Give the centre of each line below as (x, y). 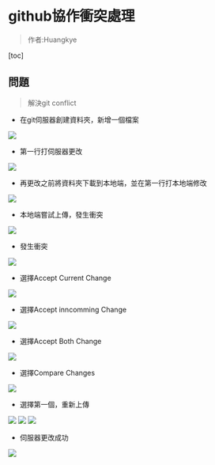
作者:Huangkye (52, 40)
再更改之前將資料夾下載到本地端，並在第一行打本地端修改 (113, 183)
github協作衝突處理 (72, 16)
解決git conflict (52, 103)
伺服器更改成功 (44, 437)
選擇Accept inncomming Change (73, 309)
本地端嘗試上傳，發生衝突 (61, 214)
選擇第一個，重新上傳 (54, 404)
